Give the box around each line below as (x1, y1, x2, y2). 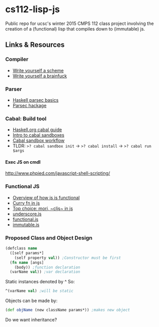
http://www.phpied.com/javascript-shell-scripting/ (5, 170, 110, 176)
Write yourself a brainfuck (12, 73, 67, 79)
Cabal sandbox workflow (12, 137, 65, 143)
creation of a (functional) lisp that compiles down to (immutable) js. (5, 25, 145, 32)
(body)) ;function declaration (14, 264, 81, 270)
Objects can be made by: (5, 298, 58, 304)
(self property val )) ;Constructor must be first (14, 255, 122, 260)
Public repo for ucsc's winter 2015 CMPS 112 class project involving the (5, 20, 154, 26)
